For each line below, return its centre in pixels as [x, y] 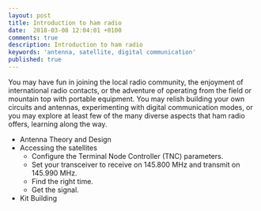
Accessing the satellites [58, 148]
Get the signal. [55, 190]
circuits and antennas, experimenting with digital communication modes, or [130, 107]
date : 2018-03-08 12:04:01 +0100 [65, 30]
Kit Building [38, 198]
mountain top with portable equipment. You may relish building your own [127, 99]
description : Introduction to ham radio [76, 45]
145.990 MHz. [54, 173]
